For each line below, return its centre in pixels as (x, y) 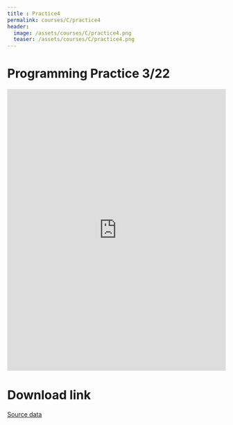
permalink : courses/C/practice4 (54, 20)
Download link (49, 395)
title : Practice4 (34, 14)
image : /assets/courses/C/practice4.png (72, 33)
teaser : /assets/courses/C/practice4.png (74, 40)
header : (18, 26)
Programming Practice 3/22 (89, 74)
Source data (25, 414)
